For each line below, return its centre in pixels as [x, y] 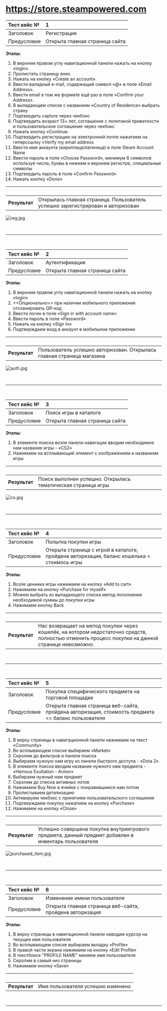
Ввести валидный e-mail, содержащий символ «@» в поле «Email [82, 84]
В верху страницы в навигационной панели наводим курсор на [80, 934]
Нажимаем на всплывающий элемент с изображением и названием [85, 453]
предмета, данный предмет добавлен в [86, 835]
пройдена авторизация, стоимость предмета [100, 712]
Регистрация [61, 33]
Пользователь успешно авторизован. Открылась [97, 349]
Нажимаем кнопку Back [38, 605]
